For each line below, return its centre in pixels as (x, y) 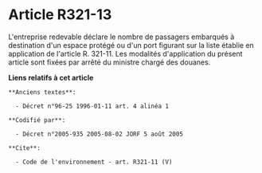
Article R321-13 (60, 15)
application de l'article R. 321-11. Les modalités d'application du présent (125, 53)
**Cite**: (25, 148)
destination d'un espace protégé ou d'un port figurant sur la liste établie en (131, 45)
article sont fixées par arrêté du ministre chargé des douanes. (109, 62)
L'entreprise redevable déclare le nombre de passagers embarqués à (121, 37)
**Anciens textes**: (43, 92)
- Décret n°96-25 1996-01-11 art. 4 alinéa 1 (92, 106)
